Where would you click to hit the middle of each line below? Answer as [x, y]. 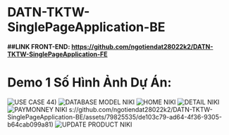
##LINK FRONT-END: [39, 46]
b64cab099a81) [31, 124]
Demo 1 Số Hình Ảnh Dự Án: [89, 83]
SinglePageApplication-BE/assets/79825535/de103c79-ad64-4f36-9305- [114, 117]
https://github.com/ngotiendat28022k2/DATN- [142, 46]
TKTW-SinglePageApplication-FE [57, 54]
